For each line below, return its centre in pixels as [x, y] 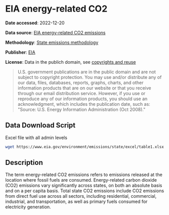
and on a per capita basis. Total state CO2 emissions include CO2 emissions [85, 191]
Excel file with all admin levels [36, 138]
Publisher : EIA [20, 52]
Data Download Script [40, 125]
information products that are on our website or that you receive [84, 88]
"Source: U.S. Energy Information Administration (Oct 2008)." [81, 109]
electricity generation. [28, 207]
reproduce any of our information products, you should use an [82, 99]
